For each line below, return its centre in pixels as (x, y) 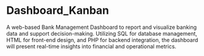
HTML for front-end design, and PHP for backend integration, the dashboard (102, 40)
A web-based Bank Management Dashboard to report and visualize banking (101, 27)
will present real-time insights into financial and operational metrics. (91, 46)
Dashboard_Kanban (58, 11)
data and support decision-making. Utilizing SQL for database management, (102, 33)
